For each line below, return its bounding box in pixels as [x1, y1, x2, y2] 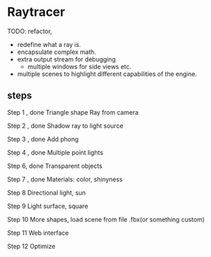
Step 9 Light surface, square [7, 202, 89, 210]
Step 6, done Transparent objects [7, 162, 102, 170]
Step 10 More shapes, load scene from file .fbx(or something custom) [7, 215, 205, 223]
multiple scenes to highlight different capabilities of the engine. [17, 70, 197, 78]
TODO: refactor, [7, 27, 53, 35]
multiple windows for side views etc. [27, 62, 131, 70]
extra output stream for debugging [17, 55, 116, 63]
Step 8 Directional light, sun [7, 188, 86, 197]
